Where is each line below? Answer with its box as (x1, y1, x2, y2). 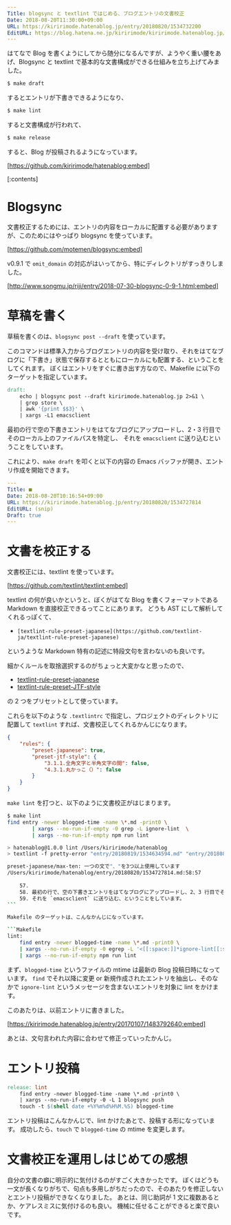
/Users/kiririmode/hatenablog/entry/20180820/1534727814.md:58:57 (7, 870, 201, 877)
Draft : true (7, 512, 41, 519)
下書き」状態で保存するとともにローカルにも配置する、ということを (30, 355, 224, 363)
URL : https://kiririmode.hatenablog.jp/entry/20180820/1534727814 (7, 499, 201, 506)
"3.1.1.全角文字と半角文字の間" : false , (43, 759, 150, 766)
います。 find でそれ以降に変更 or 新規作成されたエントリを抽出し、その (7, 974, 212, 982)
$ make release (7, 135, 51, 141)
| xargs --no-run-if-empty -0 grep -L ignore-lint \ (32, 825, 189, 832)
